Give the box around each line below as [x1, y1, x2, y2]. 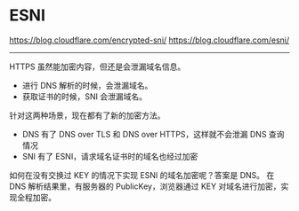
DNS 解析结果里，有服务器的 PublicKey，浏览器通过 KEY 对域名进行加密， [9, 181, 281, 191]
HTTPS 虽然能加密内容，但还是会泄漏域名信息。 [9, 61, 186, 72]
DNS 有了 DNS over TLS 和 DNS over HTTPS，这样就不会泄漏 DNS [21, 129, 267, 139]
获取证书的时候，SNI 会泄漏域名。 [21, 90, 148, 102]
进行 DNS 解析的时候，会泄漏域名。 [21, 80, 153, 90]
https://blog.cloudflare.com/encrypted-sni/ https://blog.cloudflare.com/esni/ [9, 35, 290, 45]
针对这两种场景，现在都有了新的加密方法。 [9, 110, 166, 121]
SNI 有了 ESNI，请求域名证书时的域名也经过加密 [21, 151, 198, 161]
